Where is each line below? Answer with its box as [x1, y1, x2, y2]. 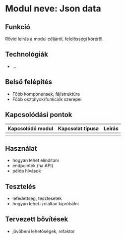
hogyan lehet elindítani [12, 157, 59, 164]
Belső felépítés [5, 78, 53, 86]
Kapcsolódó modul [7, 125, 54, 132]
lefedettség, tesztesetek [12, 195, 62, 201]
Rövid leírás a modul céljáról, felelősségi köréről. [5, 36, 104, 42]
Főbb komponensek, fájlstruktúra [12, 91, 80, 97]
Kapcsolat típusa [58, 125, 99, 132]
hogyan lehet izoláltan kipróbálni [12, 201, 79, 207]
